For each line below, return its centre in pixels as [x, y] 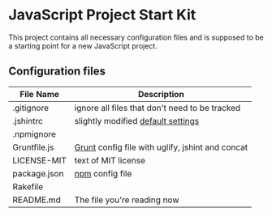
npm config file [103, 173]
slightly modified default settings [137, 121]
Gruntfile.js [33, 147]
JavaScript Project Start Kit [102, 15]
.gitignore [31, 108]
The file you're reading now [127, 200]
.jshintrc [28, 121]
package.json [38, 173]
